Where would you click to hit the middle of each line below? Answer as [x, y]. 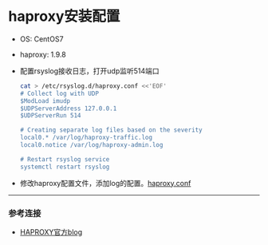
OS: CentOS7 [41, 39]
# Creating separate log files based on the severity [111, 130]
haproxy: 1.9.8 [43, 54]
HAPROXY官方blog [51, 231]
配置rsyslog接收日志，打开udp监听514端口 [89, 71]
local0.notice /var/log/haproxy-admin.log [91, 145]
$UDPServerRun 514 [50, 116]
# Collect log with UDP [59, 93]
